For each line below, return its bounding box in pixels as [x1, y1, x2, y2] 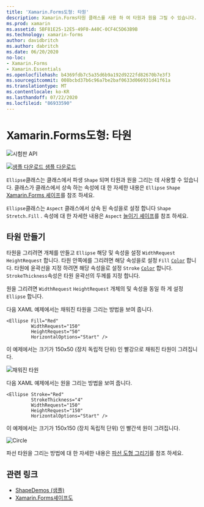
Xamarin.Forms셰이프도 [15, 494, 73, 501]
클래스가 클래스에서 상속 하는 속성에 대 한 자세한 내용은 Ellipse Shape [14, 183, 181, 191]
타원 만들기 [6, 231, 46, 242]
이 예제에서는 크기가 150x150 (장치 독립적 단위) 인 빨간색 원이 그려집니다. [6, 424, 180, 432]
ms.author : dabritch [6, 44, 59, 50]
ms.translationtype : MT [6, 83, 67, 90]
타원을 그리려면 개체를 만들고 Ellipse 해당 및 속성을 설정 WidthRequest [6, 249, 175, 256]
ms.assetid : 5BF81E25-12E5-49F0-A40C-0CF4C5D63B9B [6, 26, 138, 32]
